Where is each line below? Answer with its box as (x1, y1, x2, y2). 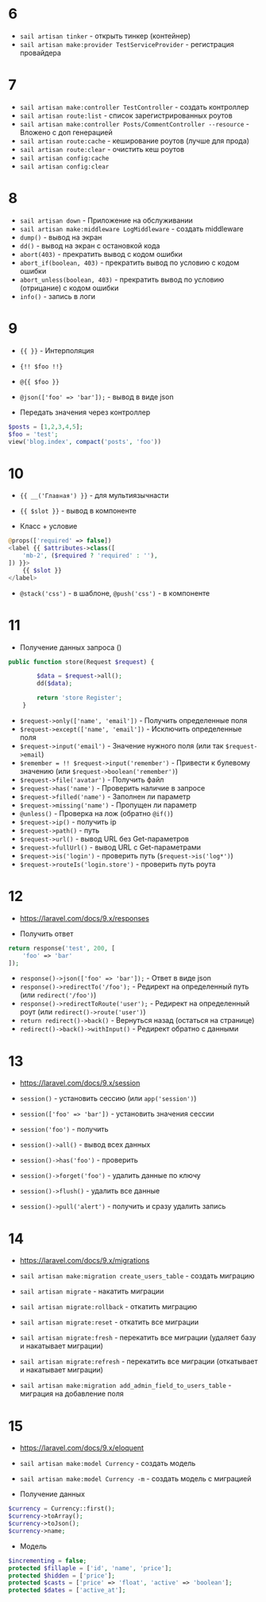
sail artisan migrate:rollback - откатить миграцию (19, 1302, 198, 1312)
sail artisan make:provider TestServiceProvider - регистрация (19, 39, 234, 49)
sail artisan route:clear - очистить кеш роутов (19, 144, 185, 154)
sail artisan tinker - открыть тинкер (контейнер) (19, 31, 191, 41)
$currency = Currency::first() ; (8, 1505, 115, 1513)
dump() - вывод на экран (19, 232, 102, 242)
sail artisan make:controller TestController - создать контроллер (19, 102, 249, 111)
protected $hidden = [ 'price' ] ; (8, 1572, 115, 1580)
